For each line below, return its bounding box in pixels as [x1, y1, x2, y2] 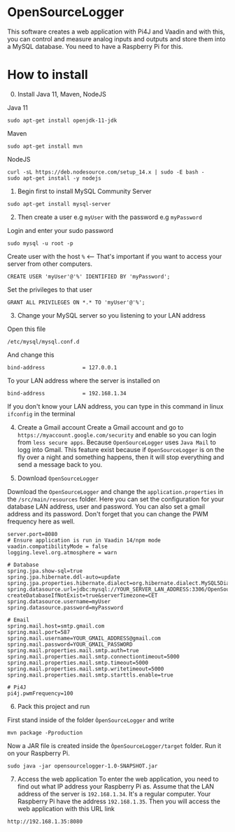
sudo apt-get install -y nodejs [7, 174, 101, 182]
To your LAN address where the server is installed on [7, 376, 161, 385]
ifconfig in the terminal [7, 409, 76, 418]
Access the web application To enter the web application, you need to [17, 775, 219, 783]
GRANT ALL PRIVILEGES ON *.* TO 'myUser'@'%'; [7, 299, 145, 306]
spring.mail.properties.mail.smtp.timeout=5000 [7, 659, 149, 666]
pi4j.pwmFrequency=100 [7, 690, 73, 697]
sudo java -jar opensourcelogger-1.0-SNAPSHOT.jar [7, 762, 158, 770]
